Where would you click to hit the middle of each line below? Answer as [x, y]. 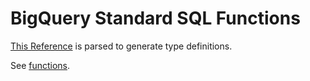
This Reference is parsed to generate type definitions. [121, 46]
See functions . [40, 65]
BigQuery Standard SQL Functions [155, 18]
